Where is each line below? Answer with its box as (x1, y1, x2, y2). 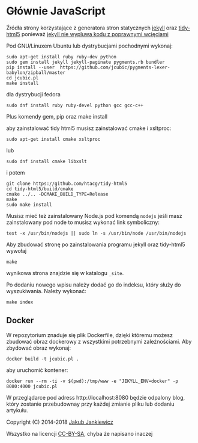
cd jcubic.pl (6, 75, 39, 81)
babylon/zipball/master (6, 69, 66, 76)
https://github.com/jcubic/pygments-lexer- (59, 64, 170, 70)
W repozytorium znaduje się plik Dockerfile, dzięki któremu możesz (6, 331, 173, 338)
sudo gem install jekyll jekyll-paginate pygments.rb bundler (6, 59, 165, 65)
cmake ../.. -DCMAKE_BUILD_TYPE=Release (6, 191, 109, 197)
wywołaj (6, 247, 27, 254)
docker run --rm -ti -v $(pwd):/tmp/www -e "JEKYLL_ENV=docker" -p (6, 378, 179, 384)
